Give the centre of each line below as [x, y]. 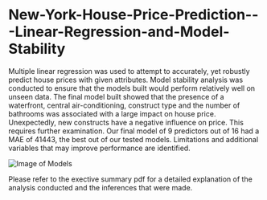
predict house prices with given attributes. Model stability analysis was [126, 80]
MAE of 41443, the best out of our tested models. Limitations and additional [133, 139]
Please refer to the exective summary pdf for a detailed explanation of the [131, 179]
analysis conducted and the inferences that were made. [101, 187]
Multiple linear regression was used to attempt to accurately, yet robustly [129, 71]
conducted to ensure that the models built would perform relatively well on [132, 88]
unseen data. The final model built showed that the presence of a [116, 96]
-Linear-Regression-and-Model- [119, 32]
